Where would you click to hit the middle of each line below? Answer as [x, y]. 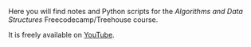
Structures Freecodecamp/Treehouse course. [83, 20]
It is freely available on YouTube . [62, 35]
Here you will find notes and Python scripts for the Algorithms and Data [125, 11]
